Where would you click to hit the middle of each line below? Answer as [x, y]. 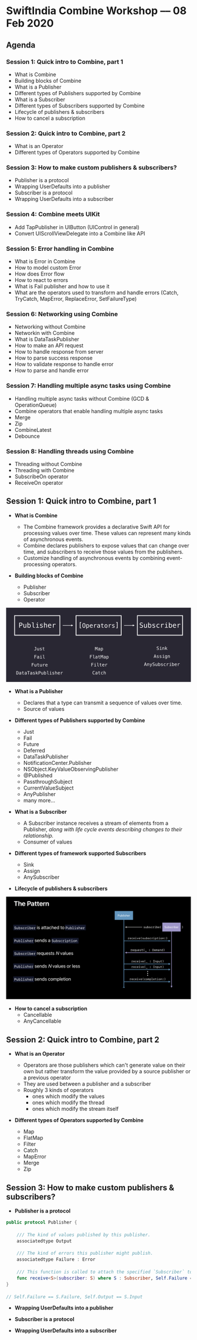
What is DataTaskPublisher [47, 340]
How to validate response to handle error [64, 364]
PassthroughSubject [48, 782]
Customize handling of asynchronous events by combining [94, 558]
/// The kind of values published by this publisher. [84, 1235]
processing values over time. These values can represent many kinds [107, 533]
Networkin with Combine [45, 333]
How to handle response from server [59, 352]
